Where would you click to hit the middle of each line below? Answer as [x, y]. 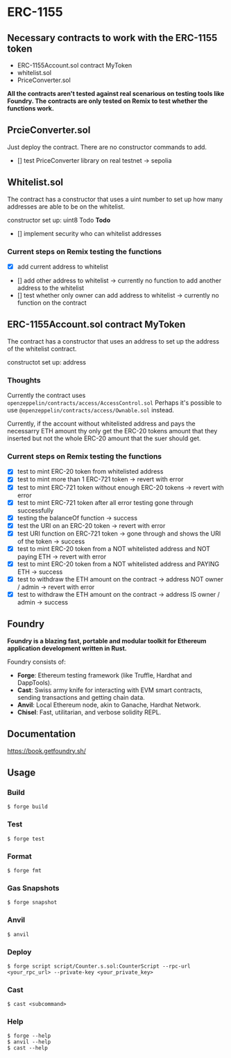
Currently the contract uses [46, 395]
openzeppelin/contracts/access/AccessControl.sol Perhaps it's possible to [114, 403]
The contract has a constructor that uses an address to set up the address [113, 341]
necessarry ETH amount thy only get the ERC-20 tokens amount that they [112, 431]
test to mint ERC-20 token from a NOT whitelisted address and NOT [113, 548]
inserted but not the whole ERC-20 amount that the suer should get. [104, 438]
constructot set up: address [47, 362]
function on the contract [52, 303]
